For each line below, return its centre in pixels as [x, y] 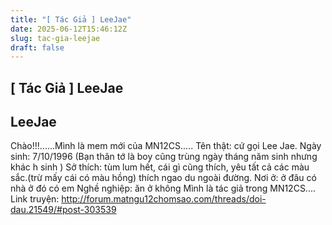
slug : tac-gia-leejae [55, 38]
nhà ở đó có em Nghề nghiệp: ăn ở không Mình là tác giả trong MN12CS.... [163, 188]
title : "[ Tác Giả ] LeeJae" [71, 19]
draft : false [37, 47]
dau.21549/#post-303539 [63, 210]
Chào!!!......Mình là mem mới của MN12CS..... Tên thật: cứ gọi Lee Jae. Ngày [166, 146]
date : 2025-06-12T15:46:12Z [69, 29]
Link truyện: [35, 199]
